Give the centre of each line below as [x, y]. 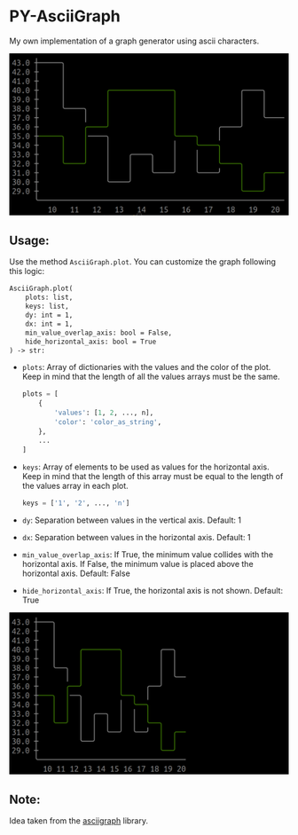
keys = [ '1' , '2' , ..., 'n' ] [76, 503]
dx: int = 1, [49, 324]
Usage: [30, 240]
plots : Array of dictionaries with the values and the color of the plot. [146, 367]
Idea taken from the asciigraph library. [79, 821]
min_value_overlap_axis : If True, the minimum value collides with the [147, 555]
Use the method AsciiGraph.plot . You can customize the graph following [143, 262]
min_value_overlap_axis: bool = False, [99, 333]
